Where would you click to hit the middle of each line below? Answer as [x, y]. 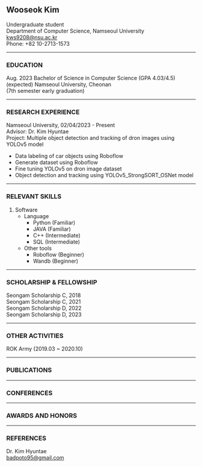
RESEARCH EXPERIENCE [43, 112]
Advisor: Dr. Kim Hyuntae [38, 131]
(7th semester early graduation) [46, 91]
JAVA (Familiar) [52, 229]
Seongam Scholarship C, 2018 [44, 295]
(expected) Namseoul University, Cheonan [59, 84]
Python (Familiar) [54, 222]
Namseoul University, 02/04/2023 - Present [61, 125]
